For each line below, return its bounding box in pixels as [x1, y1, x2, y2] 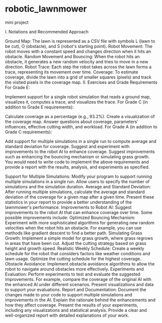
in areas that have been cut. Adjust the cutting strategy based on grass [5, 240, 147, 246]
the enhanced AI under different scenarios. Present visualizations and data [5, 281, 154, 287]
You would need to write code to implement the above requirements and [5, 159, 149, 165]
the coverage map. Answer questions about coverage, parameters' [5, 119, 139, 124]
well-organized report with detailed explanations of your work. [5, 312, 130, 318]
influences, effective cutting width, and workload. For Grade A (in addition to [5, 123, 158, 129]
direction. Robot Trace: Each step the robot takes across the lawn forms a [5, 64, 152, 70]
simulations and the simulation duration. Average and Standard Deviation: [5, 184, 151, 189]
